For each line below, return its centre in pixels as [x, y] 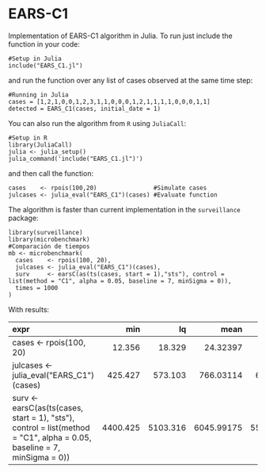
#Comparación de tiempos [49, 246]
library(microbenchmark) [49, 239]
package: [23, 218]
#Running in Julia [38, 95]
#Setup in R [28, 138]
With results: [29, 309]
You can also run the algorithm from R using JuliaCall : [97, 123]
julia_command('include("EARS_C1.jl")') [76, 158]
